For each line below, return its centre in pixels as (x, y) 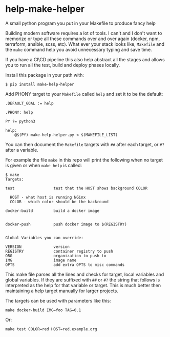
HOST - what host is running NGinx (48, 197)
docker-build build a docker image (52, 211)
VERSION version (38, 247)
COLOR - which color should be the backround (59, 202)
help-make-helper (45, 9)
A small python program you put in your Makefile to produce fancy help (81, 23)
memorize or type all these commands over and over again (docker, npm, (83, 39)
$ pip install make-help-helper (40, 84)
